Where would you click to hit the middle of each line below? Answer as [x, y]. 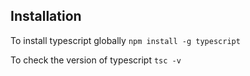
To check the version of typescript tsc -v [96, 60]
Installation [46, 16]
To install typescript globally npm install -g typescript [125, 40]
